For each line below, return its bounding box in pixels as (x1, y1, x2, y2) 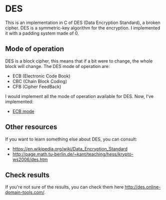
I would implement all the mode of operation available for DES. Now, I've (5, 93, 154, 99)
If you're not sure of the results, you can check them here (5, 184, 124, 190)
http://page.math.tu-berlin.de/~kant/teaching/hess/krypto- (12, 151, 134, 157)
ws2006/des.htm (12, 156, 48, 162)
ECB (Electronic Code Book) (12, 73, 71, 79)
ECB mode (12, 108, 34, 114)
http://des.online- (124, 184, 161, 190)
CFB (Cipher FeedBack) (12, 83, 61, 89)
